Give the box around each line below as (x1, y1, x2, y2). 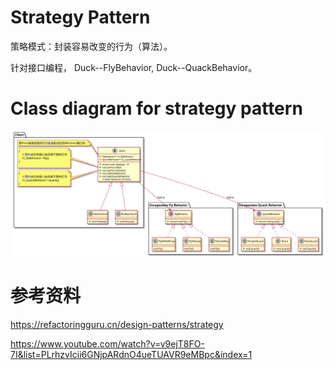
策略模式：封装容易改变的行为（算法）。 (10, 40, 173, 52)
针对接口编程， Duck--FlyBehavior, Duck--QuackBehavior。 (10, 61, 258, 73)
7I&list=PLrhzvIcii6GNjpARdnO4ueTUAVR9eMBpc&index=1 (10, 349, 253, 361)
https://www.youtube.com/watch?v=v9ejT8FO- (10, 338, 205, 350)
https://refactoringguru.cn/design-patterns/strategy (10, 319, 224, 331)
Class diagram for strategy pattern (10, 97, 303, 120)
